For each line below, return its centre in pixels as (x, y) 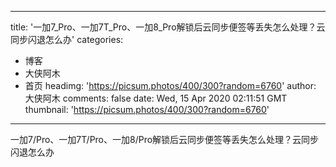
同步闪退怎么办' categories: (67, 39)
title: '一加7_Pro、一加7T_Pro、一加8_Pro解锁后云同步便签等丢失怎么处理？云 (168, 27)
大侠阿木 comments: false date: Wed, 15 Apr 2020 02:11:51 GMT (156, 98)
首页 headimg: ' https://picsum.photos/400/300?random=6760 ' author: (170, 85)
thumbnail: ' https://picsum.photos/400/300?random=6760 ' (147, 109)
